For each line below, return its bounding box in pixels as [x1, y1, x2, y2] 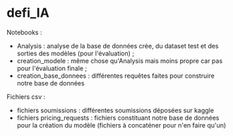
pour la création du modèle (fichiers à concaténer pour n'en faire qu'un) [16, 121, 227, 129]
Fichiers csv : [6, 93, 46, 101]
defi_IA [6, 5, 50, 21]
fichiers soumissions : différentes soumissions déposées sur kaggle [16, 106, 215, 114]
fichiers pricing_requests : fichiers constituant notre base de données [16, 114, 220, 122]
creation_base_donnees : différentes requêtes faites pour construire [16, 72, 215, 80]
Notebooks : [6, 28, 42, 36]
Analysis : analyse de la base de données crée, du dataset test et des [16, 41, 220, 50]
